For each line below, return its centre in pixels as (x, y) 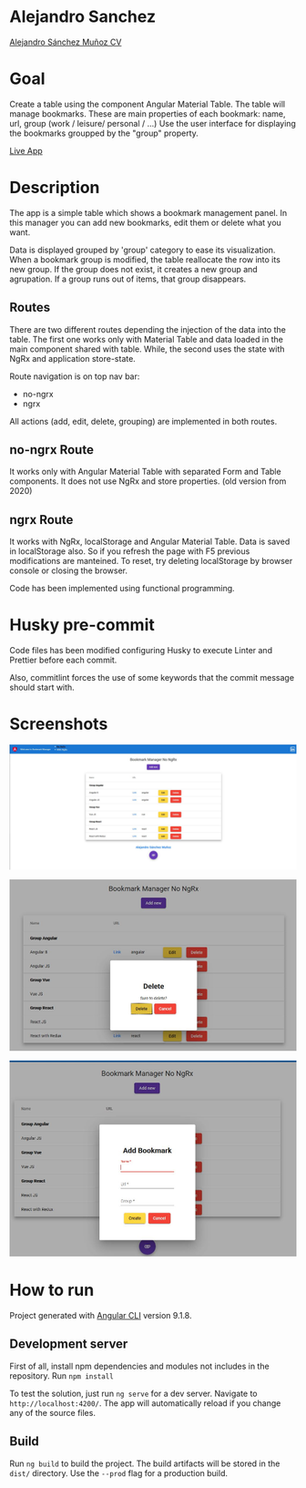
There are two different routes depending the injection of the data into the (148, 329)
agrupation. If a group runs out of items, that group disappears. (128, 279)
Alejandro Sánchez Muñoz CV (66, 42)
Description (55, 188)
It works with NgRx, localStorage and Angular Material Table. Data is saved (150, 542)
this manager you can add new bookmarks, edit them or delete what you (146, 222)
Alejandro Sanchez (83, 17)
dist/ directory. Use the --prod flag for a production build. (118, 1473)
